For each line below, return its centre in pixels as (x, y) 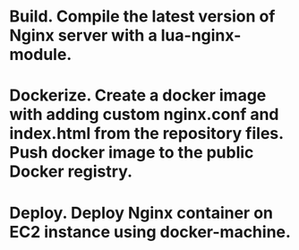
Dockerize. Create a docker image (138, 95)
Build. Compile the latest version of (142, 17)
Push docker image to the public (132, 153)
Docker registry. (71, 172)
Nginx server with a (84, 35)
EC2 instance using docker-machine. (150, 232)
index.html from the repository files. (146, 134)
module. (41, 55)
